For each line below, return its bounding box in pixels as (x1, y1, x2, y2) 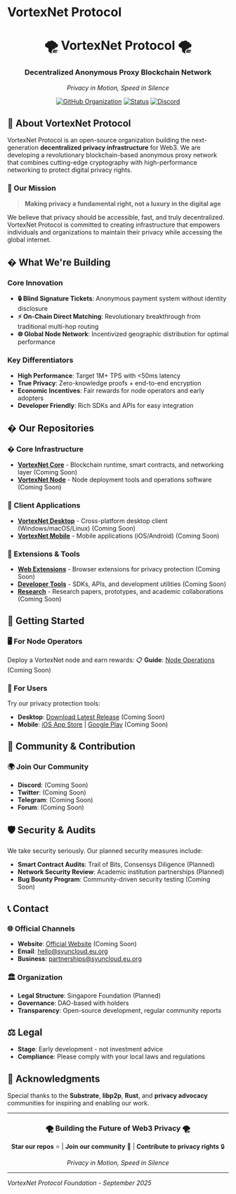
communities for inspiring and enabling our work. (7, 1099, 150, 1108)
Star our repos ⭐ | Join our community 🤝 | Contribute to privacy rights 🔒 (11, 1142, 225, 1151)
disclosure (17, 305, 48, 313)
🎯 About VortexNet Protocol (7, 117, 131, 130)
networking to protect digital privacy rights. (7, 166, 132, 174)
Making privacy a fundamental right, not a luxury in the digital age (24, 199, 221, 208)
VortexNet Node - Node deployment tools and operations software (17, 475, 212, 484)
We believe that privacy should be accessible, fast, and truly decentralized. (7, 213, 225, 221)
